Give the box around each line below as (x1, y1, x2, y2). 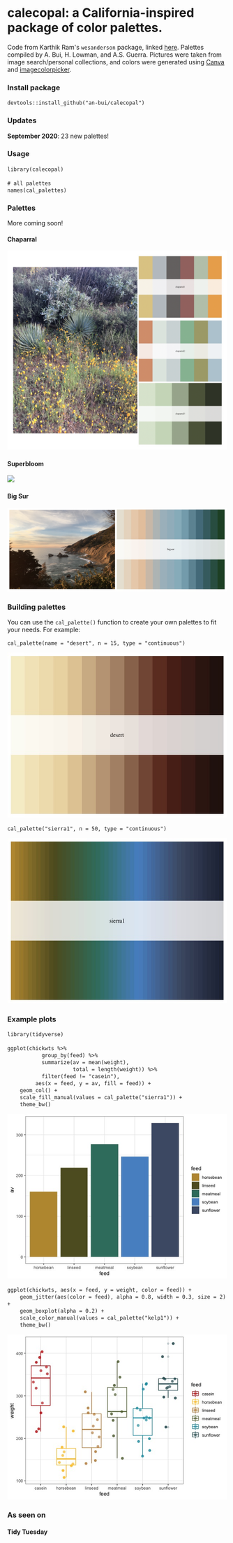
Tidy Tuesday (7, 1528, 48, 1536)
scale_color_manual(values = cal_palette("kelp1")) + (20, 1315, 179, 1322)
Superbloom (7, 459, 44, 468)
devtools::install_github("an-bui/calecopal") (7, 99, 145, 106)
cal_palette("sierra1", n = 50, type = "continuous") (7, 825, 167, 832)
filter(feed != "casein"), (41, 1073, 120, 1080)
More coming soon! (7, 219, 63, 228)
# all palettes (7, 180, 52, 187)
